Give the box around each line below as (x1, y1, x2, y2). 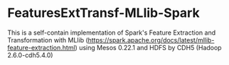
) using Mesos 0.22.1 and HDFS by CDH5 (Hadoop (75, 43, 222, 52)
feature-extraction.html (7, 43, 76, 52)
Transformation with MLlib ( (7, 35, 88, 44)
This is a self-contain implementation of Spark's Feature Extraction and (7, 28, 216, 37)
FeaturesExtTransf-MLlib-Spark (7, 5, 201, 21)
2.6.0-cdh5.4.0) (7, 51, 53, 59)
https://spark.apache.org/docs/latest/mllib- (87, 35, 215, 44)
